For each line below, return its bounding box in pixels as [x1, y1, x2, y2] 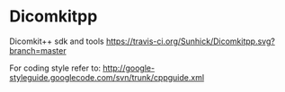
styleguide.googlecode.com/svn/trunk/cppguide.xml [9, 71, 205, 82]
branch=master [9, 45, 67, 55]
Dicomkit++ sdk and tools [9, 36, 105, 46]
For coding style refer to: [9, 63, 102, 73]
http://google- [102, 63, 156, 73]
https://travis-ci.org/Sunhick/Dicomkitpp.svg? [106, 36, 276, 46]
